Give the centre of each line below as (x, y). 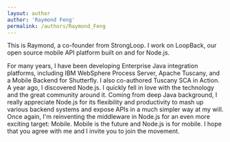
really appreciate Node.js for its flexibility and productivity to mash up (105, 102)
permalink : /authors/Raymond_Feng (57, 26)
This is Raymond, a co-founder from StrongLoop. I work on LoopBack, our (112, 46)
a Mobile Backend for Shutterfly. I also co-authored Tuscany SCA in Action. (113, 81)
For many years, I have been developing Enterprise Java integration (103, 66)
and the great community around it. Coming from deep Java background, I (112, 95)
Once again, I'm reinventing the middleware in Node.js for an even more (109, 117)
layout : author (29, 13)
